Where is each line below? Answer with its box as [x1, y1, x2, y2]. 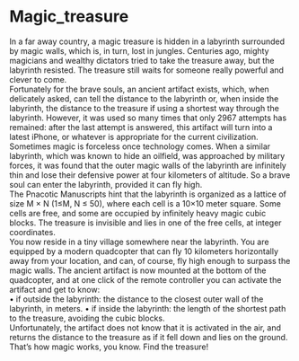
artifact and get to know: [9, 284, 101, 295]
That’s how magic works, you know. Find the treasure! [9, 341, 209, 352]
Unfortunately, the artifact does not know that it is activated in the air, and [9, 321, 281, 333]
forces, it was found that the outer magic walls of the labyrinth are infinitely [9, 160, 287, 171]
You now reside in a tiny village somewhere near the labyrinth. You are [9, 236, 269, 247]
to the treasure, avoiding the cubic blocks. [9, 313, 165, 323]
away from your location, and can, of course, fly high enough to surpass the [9, 255, 291, 266]
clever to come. [9, 74, 67, 84]
